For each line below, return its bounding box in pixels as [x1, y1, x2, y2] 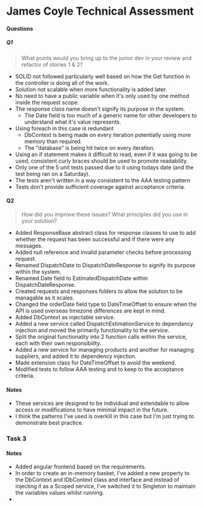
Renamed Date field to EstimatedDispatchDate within [15, 274, 148, 282]
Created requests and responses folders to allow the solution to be [15, 287, 183, 295]
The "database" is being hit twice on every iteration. [24, 144, 155, 151]
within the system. [15, 268, 62, 275]
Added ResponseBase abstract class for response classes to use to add [15, 229, 196, 236]
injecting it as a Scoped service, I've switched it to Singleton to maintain [15, 483, 196, 490]
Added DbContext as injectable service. [15, 313, 116, 320]
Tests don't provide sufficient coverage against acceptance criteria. [15, 183, 186, 190]
